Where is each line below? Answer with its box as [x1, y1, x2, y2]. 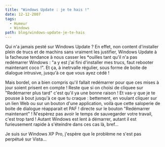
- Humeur [9, 21, 28, 26]
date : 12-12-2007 [5, 12, 41, 17]
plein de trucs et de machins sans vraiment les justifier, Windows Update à [5, 49, 157, 55]
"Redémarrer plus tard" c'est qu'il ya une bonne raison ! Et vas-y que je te [5, 90, 156, 96]
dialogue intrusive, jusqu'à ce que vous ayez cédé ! [5, 70, 110, 75]
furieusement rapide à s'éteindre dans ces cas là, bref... [5, 121, 119, 127]
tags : [5, 16, 16, 21]
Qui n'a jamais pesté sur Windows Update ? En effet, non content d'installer [5, 44, 159, 49]
